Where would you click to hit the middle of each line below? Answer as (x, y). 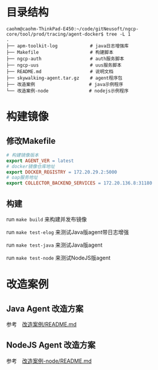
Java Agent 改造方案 (45, 309)
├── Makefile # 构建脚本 (60, 52)
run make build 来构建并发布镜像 (47, 219)
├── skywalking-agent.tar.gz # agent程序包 (64, 78)
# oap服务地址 (22, 178)
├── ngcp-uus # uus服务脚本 (64, 65)
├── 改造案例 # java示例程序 (65, 84)
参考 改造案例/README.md (42, 324)
